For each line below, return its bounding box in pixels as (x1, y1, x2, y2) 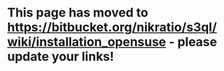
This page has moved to (7, 5, 148, 21)
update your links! (7, 49, 115, 65)
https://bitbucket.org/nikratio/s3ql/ (7, 19, 217, 35)
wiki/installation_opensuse (7, 34, 167, 50)
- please (168, 34, 218, 50)
